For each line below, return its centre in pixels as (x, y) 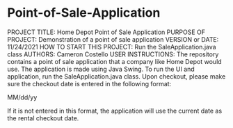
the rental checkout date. (43, 118)
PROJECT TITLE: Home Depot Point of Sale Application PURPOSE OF (106, 32)
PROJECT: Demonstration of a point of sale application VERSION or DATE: (113, 39)
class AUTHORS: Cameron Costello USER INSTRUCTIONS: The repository (113, 54)
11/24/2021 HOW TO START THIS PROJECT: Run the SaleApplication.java (112, 47)
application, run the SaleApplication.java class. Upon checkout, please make (116, 76)
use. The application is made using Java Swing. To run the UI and (101, 69)
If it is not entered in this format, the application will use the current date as (115, 111)
